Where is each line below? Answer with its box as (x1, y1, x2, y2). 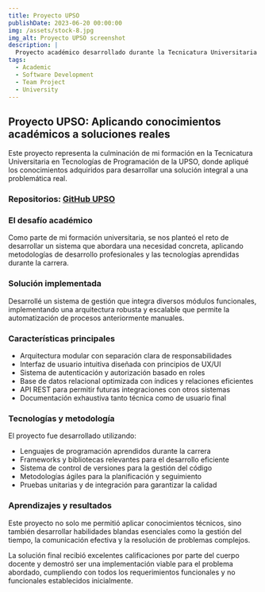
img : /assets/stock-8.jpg (8, 26, 94, 34)
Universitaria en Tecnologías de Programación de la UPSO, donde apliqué (8, 157, 249, 167)
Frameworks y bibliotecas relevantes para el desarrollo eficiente (19, 455, 230, 465)
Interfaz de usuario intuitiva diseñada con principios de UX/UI (19, 359, 221, 369)
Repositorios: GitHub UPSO (8, 194, 116, 205)
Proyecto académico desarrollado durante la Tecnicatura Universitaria (15, 48, 258, 56)
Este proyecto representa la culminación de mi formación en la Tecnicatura (8, 149, 253, 158)
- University (15, 85, 59, 94)
